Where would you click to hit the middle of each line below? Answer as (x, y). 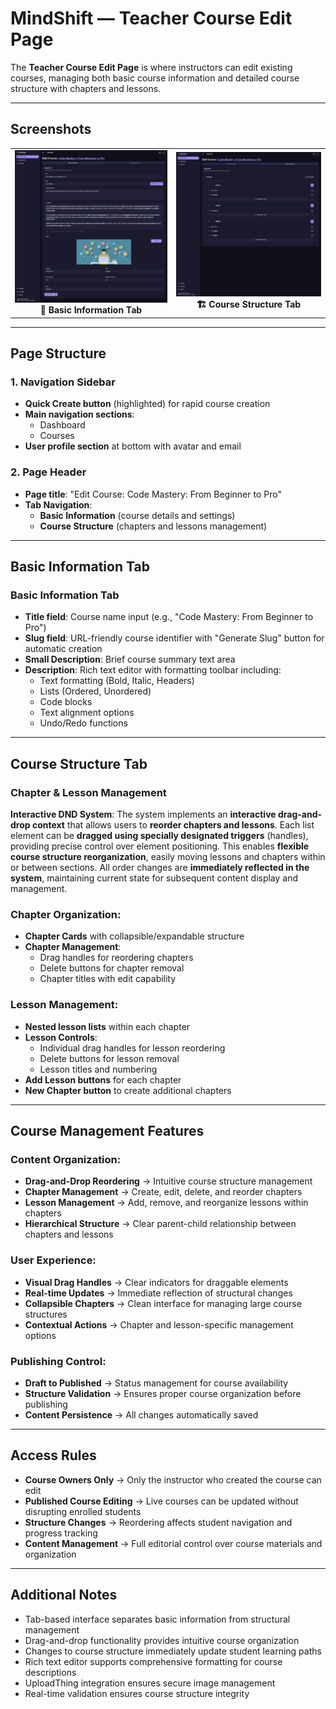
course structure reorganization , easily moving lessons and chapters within (168, 857)
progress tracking (61, 1533)
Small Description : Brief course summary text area (130, 659)
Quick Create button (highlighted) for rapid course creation (147, 404)
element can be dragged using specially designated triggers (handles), (159, 836)
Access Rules (53, 1455)
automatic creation (63, 649)
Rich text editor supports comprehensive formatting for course (153, 1661)
